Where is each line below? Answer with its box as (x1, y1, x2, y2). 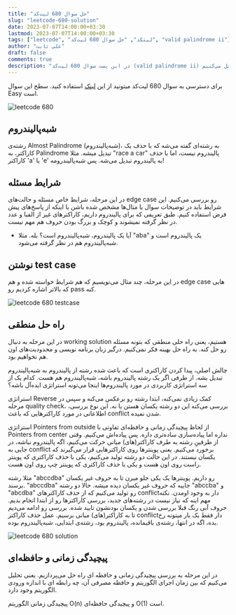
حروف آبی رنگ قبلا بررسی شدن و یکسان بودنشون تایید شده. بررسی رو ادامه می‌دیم (8, 503, 227, 511)
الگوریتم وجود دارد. (8, 586, 57, 594)
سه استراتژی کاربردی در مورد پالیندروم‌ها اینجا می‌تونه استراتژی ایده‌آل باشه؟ (8, 380, 207, 389)
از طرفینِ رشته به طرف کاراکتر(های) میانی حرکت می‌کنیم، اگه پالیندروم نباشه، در (8, 437, 219, 445)
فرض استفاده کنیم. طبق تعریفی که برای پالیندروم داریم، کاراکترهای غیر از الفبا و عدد (8, 210, 227, 219)
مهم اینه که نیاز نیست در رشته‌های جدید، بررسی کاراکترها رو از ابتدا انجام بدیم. (8, 495, 211, 504)
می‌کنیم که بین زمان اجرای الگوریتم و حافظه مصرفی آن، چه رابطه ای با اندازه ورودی (8, 578, 227, 586)
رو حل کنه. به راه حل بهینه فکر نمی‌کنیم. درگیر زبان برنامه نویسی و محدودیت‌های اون (8, 345, 227, 353)
